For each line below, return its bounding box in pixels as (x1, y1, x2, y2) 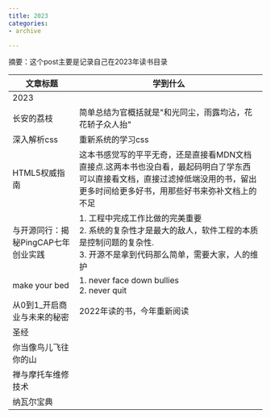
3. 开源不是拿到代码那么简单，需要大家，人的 (79, 249, 251, 261)
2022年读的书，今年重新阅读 (79, 306, 190, 317)
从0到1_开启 (12, 299, 60, 311)
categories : (8, 19, 48, 27)
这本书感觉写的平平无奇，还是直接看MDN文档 (79, 149, 252, 161)
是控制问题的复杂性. (79, 237, 155, 249)
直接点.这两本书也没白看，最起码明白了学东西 (79, 161, 252, 173)
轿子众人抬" (87, 119, 131, 130)
